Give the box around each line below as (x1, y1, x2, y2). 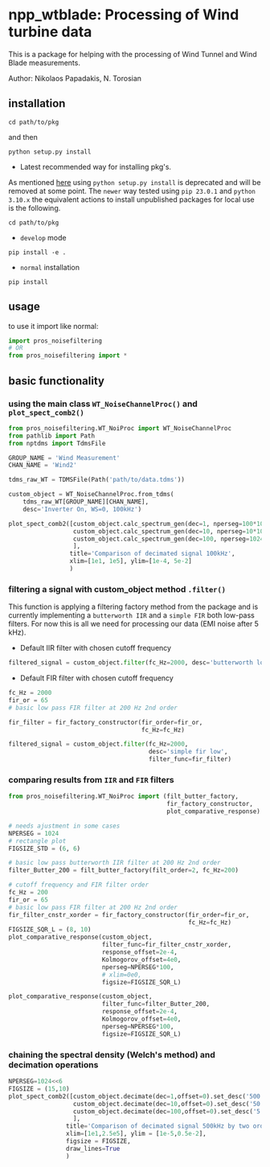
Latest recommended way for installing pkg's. (19, 162, 171, 171)
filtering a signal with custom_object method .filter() (8, 583, 227, 594)
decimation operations (8, 1059, 99, 1070)
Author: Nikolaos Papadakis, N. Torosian (8, 73, 142, 83)
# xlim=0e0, (101, 971, 142, 979)
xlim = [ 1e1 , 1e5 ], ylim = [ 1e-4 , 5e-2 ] (69, 557, 193, 565)
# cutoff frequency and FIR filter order (8, 881, 149, 890)
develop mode (19, 232, 67, 242)
